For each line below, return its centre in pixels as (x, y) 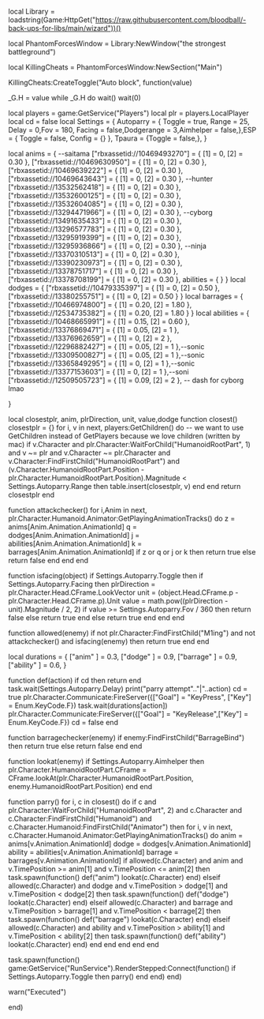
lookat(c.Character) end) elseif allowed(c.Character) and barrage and (121, 902)
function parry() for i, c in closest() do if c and (82, 802)
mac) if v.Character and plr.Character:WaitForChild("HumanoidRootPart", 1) (129, 444)
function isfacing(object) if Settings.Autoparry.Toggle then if (106, 575)
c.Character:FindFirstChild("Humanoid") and (80, 818)
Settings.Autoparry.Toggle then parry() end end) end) (95, 976)
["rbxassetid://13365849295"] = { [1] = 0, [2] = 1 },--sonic (102, 363)
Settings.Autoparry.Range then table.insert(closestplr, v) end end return (125, 486)
